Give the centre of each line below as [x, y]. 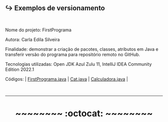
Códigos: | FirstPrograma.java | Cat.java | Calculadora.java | [67, 79]
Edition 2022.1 [19, 69]
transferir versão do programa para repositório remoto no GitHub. [73, 54]
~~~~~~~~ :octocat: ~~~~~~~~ [84, 114]
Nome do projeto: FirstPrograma [38, 30]
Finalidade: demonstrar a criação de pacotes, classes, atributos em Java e [82, 49]
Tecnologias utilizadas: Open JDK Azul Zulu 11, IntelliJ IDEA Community [78, 64]
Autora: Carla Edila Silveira [32, 39]
